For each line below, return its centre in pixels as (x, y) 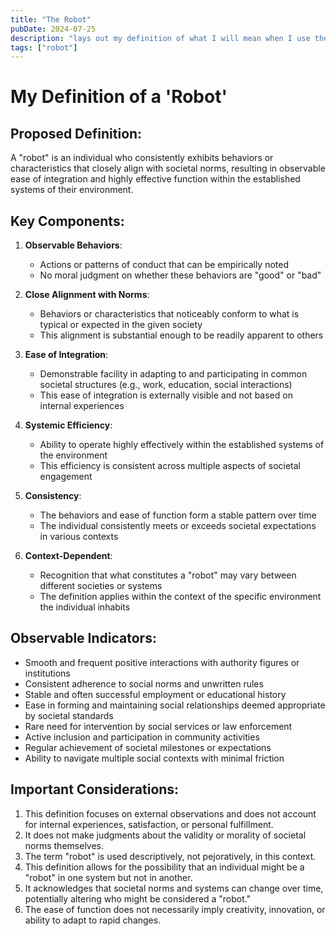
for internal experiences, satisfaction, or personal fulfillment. (149, 824)
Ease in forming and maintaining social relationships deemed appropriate (175, 705)
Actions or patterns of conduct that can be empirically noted (164, 265)
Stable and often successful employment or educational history (155, 694)
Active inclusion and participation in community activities (142, 737)
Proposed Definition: (76, 133)
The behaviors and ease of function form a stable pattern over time (178, 515)
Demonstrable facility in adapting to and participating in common (173, 374)
